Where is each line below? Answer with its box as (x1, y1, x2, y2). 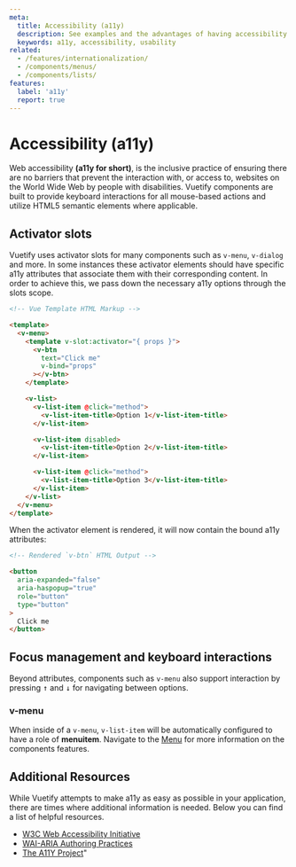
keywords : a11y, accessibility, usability (17, 37, 176, 47)
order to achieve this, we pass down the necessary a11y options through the (9, 278, 286, 289)
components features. (9, 744, 90, 754)
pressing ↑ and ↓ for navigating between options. (9, 683, 189, 693)
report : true (17, 95, 66, 105)
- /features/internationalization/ (17, 54, 149, 63)
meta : (9, 12, 29, 22)
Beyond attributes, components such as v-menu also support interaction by (9, 673, 281, 683)
